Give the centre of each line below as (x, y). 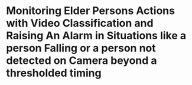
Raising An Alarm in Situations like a (96, 36)
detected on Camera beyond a (82, 61)
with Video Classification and (80, 23)
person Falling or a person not (81, 48)
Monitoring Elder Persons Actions (91, 11)
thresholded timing (54, 73)
